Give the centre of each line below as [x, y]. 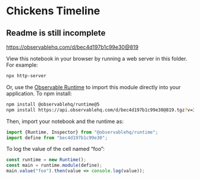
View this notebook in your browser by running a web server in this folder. [97, 59]
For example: [22, 65]
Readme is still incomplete [56, 33]
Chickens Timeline [53, 11]
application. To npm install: [39, 93]
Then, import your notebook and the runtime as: [65, 121]
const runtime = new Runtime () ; [46, 160]
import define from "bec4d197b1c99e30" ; [57, 138]
